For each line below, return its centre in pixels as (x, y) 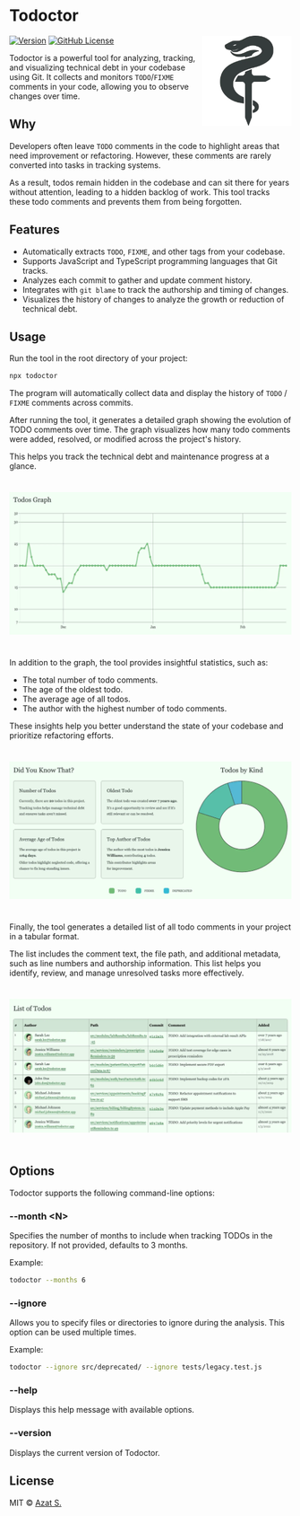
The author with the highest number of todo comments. (124, 708)
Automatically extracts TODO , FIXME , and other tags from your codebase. (154, 251)
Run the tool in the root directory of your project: (99, 358)
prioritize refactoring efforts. (61, 735)
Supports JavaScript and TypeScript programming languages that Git (150, 260)
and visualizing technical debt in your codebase (98, 67)
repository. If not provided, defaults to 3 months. (99, 1246)
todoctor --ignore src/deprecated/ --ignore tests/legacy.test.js (136, 1367)
